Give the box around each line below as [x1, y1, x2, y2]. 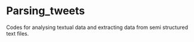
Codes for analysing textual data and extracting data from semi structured [6, 24, 188, 31]
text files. [6, 30, 29, 37]
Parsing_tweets [6, 4, 85, 18]
